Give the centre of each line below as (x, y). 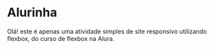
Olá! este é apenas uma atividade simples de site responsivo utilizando (107, 31)
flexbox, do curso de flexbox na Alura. (61, 38)
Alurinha (32, 13)
